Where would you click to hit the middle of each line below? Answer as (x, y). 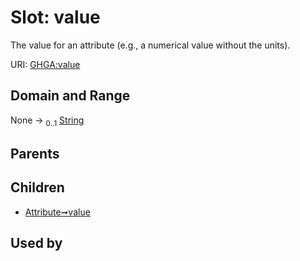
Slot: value (55, 17)
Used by (36, 243)
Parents (35, 153)
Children (37, 187)
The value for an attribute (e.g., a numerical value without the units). (150, 45)
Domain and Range (70, 96)
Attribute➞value (57, 212)
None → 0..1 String (47, 121)
